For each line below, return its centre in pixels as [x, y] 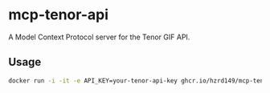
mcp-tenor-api [59, 15]
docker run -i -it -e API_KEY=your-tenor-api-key [93, 81]
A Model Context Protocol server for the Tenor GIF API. [99, 37]
